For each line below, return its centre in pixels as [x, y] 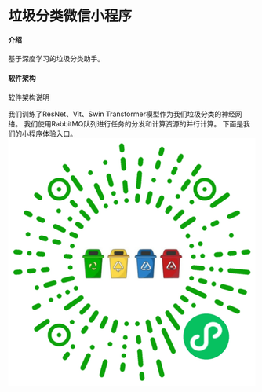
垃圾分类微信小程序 [70, 16]
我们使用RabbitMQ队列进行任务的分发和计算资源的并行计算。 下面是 [133, 123]
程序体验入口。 [53, 134]
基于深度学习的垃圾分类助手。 [56, 59]
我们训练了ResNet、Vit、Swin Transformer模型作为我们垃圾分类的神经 [122, 114]
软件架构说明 [29, 97]
